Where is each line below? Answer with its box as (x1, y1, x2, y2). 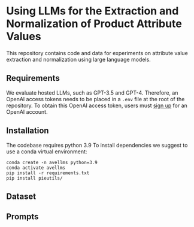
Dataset (6, 191, 37, 201)
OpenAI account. (6, 108, 48, 115)
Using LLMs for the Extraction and (6, 4, 179, 18)
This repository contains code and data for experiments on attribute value (6, 49, 189, 56)
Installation (6, 126, 49, 136)
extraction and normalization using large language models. (6, 56, 151, 63)
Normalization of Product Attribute (6, 17, 183, 31)
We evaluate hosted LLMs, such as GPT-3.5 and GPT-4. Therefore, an (6, 89, 178, 96)
